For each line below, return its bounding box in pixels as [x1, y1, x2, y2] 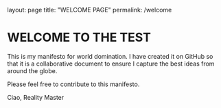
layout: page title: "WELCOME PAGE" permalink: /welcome [7, 6, 172, 14]
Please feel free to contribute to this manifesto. [7, 80, 140, 88]
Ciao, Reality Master [7, 93, 65, 101]
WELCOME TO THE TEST [7, 30, 151, 45]
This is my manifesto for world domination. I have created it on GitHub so [7, 52, 213, 60]
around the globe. [7, 66, 58, 75]
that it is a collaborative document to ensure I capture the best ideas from [7, 59, 215, 68]
